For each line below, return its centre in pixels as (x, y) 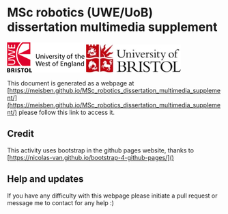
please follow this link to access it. (66, 112)
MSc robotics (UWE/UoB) (80, 13)
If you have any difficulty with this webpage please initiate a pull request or (112, 196)
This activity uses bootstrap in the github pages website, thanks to (101, 150)
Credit (20, 134)
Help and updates (45, 179)
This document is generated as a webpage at (71, 83)
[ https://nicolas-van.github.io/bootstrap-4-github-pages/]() (90, 157)
